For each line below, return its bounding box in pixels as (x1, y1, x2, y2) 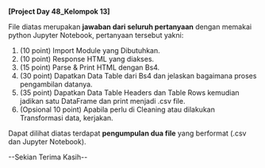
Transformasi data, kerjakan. (19, 113, 113, 122)
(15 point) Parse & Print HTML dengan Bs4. (19, 63, 160, 72)
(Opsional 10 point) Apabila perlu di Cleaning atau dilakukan (19, 105, 216, 114)
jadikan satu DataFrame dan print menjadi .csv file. (19, 97, 186, 105)
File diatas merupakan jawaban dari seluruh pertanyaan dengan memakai (8, 22, 252, 31)
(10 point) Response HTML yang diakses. (19, 55, 155, 63)
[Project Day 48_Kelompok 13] (8, 7, 110, 16)
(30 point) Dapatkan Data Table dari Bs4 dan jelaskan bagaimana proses (19, 71, 257, 80)
